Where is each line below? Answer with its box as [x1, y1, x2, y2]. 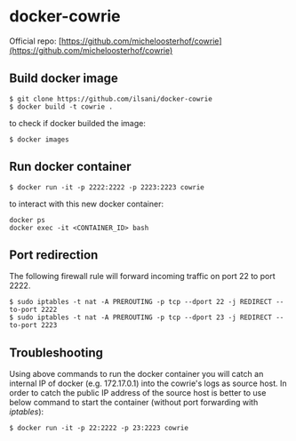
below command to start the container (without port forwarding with [9, 397, 259, 408]
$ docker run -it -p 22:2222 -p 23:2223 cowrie [9, 424, 189, 433]
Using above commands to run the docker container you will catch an [9, 369, 264, 380]
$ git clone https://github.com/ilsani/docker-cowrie [9, 94, 213, 103]
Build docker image [9, 71, 118, 86]
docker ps [9, 215, 46, 224]
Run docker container [9, 159, 132, 174]
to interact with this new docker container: [9, 198, 164, 209]
